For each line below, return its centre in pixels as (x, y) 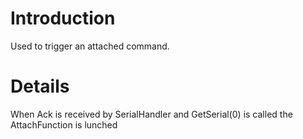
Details (40, 86)
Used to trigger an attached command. (90, 46)
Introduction (63, 18)
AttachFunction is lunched (64, 124)
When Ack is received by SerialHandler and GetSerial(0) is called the (151, 114)
